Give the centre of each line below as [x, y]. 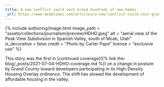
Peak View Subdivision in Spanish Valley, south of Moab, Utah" [68, 38]
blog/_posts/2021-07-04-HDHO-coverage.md [51, 64]
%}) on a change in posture [126, 64]
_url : [10, 14]
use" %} [13, 49]
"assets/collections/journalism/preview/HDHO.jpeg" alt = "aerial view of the [81, 33]
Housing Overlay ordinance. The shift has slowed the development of [75, 74]
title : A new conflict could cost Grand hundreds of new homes [71, 10]
